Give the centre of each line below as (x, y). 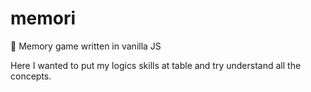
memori (43, 18)
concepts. (31, 76)
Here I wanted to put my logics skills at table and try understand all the (156, 65)
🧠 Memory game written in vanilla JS (86, 46)
